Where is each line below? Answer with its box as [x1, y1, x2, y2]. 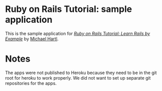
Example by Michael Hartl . [5, 36, 59, 42]
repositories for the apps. [5, 80, 57, 86]
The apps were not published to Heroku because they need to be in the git [5, 70, 157, 76]
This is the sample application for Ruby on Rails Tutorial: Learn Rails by [5, 30, 150, 36]
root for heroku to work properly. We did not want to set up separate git [5, 75, 151, 81]
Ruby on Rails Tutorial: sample [5, 3, 132, 15]
